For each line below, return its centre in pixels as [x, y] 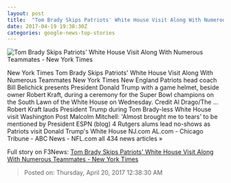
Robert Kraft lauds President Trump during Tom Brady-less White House [109, 109]
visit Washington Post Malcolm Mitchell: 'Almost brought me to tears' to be [112, 117]
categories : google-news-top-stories [61, 33]
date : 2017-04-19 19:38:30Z [47, 26]
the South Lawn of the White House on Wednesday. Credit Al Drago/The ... [113, 102]
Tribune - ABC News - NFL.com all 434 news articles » [85, 139]
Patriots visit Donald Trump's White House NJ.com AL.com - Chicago [106, 131]
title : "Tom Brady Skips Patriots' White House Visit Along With [104, 20]
